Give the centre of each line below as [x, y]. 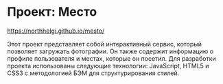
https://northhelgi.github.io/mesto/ [56, 31]
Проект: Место [52, 12]
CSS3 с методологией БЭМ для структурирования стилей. [93, 73]
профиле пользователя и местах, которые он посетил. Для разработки [111, 58]
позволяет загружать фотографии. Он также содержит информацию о [110, 51]
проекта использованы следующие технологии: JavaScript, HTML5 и [108, 66]
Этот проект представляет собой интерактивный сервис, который [105, 44]
